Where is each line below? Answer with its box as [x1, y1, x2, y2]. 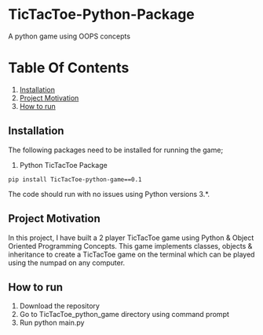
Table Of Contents [8, 59, 130, 77]
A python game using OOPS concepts [8, 31, 131, 41]
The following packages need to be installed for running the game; [8, 145, 224, 155]
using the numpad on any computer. [8, 257, 126, 268]
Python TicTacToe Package [19, 160, 108, 169]
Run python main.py [19, 318, 85, 327]
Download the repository [19, 301, 100, 311]
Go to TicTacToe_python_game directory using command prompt [19, 310, 230, 319]
